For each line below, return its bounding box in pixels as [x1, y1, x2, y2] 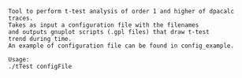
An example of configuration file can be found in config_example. [8, 42, 235, 50]
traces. [8, 14, 34, 22]
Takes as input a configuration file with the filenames [8, 21, 199, 29]
